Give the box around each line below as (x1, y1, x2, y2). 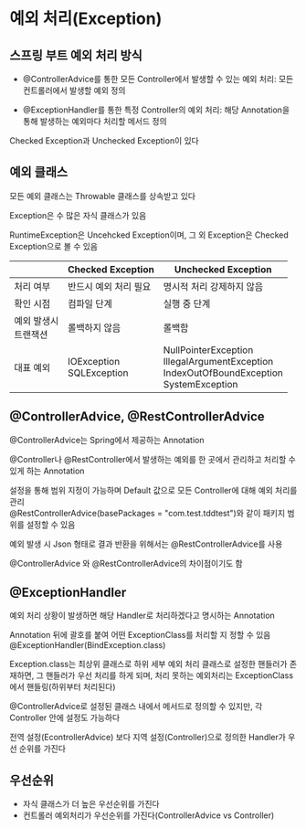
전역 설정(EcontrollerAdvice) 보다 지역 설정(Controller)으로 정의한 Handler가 (9, 732, 286, 743)
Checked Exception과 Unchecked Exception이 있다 (9, 135, 199, 146)
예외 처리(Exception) (9, 8, 163, 29)
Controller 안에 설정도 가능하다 (9, 712, 121, 723)
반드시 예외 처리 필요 (67, 280, 152, 292)
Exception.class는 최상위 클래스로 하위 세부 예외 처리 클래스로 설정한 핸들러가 (9, 659, 288, 670)
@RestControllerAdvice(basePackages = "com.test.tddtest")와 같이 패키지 (9, 507, 286, 518)
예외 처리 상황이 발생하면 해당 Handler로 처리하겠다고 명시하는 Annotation (9, 610, 276, 622)
